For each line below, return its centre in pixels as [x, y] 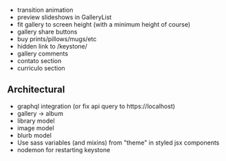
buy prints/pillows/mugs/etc [57, 39]
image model [35, 128]
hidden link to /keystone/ [52, 46]
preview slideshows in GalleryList [64, 17]
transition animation [45, 10]
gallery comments [43, 53]
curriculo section [41, 68]
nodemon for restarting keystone [64, 149]
